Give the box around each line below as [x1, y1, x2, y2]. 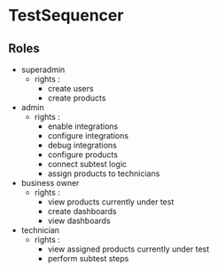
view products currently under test [47, 196, 175, 207]
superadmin [20, 64, 66, 75]
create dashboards [47, 206, 117, 216]
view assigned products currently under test [47, 244, 210, 254]
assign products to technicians [47, 168, 160, 179]
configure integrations [47, 131, 129, 140]
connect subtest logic [47, 159, 128, 169]
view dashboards [47, 215, 112, 226]
